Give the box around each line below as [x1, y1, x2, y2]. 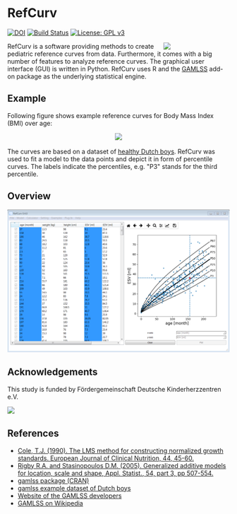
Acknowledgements [7, 366, 98, 378]
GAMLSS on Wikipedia [17, 498, 83, 507]
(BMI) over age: [7, 119, 53, 127]
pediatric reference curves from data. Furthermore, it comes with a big [7, 49, 213, 58]
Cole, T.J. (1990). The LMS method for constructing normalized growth [17, 446, 224, 455]
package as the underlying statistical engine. [16, 72, 147, 81]
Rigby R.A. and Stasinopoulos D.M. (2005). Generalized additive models [17, 461, 226, 469]
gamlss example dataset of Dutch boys [17, 484, 131, 492]
